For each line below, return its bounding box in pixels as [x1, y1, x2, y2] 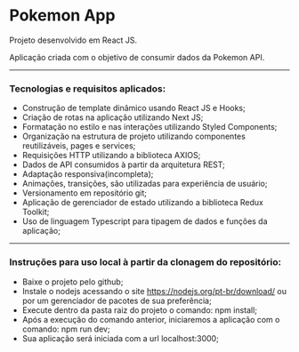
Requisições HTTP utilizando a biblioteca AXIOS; [21, 150, 201, 161]
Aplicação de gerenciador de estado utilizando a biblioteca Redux [21, 197, 264, 208]
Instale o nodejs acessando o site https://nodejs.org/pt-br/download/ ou [21, 285, 287, 296]
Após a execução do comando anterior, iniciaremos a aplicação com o [21, 314, 280, 324]
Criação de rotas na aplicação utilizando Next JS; [21, 112, 204, 123]
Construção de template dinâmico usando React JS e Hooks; [21, 103, 246, 114]
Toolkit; [21, 206, 50, 218]
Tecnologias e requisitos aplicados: [9, 82, 166, 94]
